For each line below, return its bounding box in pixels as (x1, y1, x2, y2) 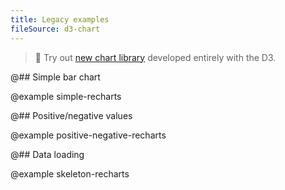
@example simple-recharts (10, 90, 122, 102)
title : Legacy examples (10, 14, 110, 25)
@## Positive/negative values (10, 109, 133, 121)
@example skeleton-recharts (10, 167, 130, 180)
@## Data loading (10, 148, 85, 160)
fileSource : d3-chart (10, 24, 101, 34)
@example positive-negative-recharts (10, 129, 167, 141)
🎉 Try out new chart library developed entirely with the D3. (34, 51, 277, 63)
